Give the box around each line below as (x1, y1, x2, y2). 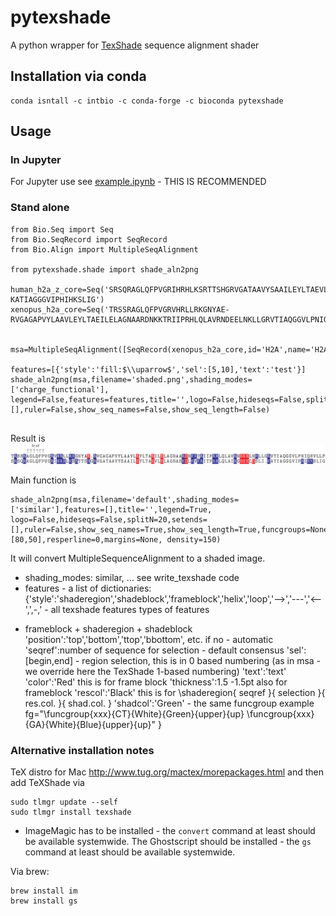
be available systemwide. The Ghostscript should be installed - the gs (24, 836, 312, 847)
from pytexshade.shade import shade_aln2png (10, 264, 199, 275)
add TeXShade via (10, 777, 85, 788)
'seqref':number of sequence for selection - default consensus (24, 644, 285, 656)
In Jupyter (10, 153, 62, 167)
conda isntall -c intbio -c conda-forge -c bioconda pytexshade (10, 96, 284, 106)
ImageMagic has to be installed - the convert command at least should (24, 825, 316, 836)
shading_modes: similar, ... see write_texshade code (24, 571, 240, 583)
